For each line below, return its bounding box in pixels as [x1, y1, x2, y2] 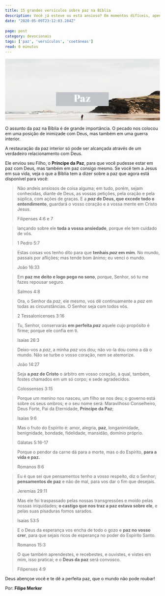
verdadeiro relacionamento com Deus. [5, 150, 82, 157]
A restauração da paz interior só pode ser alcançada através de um [5, 146, 141, 151]
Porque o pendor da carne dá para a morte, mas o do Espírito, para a [17, 449, 157, 455]
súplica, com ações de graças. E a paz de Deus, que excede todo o [17, 196, 155, 202]
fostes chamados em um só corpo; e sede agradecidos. [17, 376, 130, 382]
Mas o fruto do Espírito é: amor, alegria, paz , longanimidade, [17, 425, 140, 431]
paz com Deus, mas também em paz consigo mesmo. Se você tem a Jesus [5, 165, 157, 172]
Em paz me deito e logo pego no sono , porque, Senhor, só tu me [17, 274, 149, 280]
